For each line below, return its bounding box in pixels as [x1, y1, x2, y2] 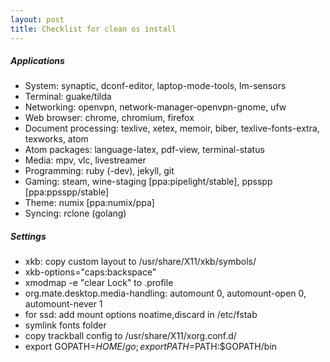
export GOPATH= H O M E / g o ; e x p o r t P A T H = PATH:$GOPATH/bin [24, 341, 278, 353]
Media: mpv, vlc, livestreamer [24, 154, 147, 166]
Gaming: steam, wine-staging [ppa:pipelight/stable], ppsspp [24, 176, 273, 188]
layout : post [10, 14, 65, 25]
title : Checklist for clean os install [10, 24, 177, 34]
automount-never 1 [24, 298, 103, 310]
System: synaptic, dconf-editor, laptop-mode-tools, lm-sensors [24, 80, 287, 92]
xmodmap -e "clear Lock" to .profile [24, 277, 174, 289]
